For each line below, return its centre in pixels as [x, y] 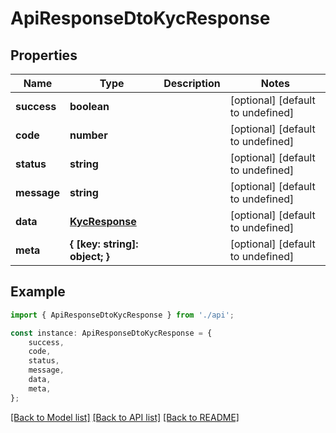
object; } [89, 256]
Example [38, 292]
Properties [44, 55]
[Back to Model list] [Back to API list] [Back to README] [125, 417]
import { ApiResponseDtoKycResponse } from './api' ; [122, 315]
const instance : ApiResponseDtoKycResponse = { [111, 333]
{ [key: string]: [104, 244]
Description [192, 83]
